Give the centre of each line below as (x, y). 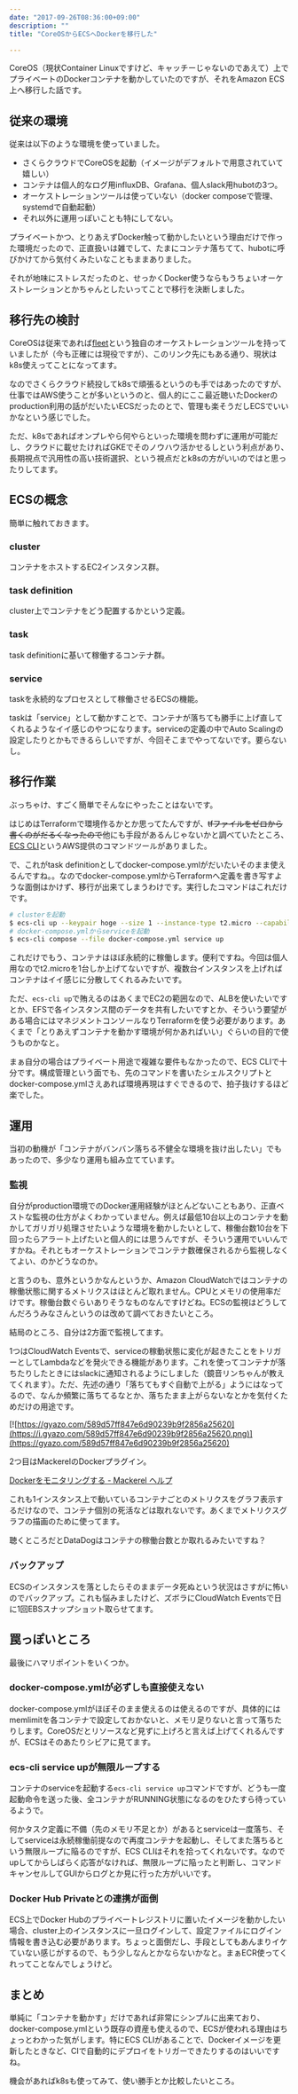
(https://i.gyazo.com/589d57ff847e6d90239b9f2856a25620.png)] (131, 1434)
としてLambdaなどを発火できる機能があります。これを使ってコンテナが (147, 1362)
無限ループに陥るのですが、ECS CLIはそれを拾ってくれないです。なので (155, 1852)
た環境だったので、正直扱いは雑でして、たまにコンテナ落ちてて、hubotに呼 (147, 248)
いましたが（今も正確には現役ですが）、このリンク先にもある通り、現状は (143, 354)
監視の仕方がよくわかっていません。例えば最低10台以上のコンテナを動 (160, 1217)
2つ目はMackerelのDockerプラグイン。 (80, 1461)
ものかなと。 (40, 1043)
